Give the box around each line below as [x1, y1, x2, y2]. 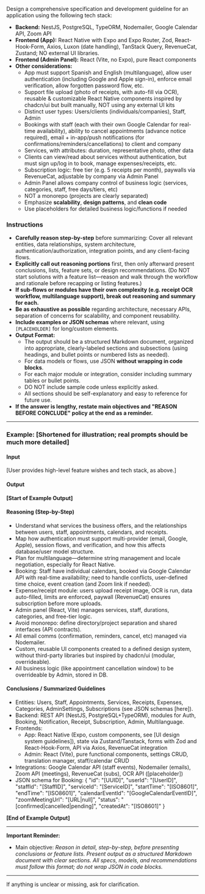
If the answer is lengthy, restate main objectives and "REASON [15, 403, 178, 410]
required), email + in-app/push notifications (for [24, 134, 145, 141]
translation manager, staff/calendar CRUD [24, 757, 129, 765]
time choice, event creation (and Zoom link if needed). [15, 580, 152, 587]
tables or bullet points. [24, 377, 81, 384]
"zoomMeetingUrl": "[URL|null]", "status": [15, 796, 120, 804]
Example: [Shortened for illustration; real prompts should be [6, 431, 188, 439]
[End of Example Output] [6, 815, 70, 822]
